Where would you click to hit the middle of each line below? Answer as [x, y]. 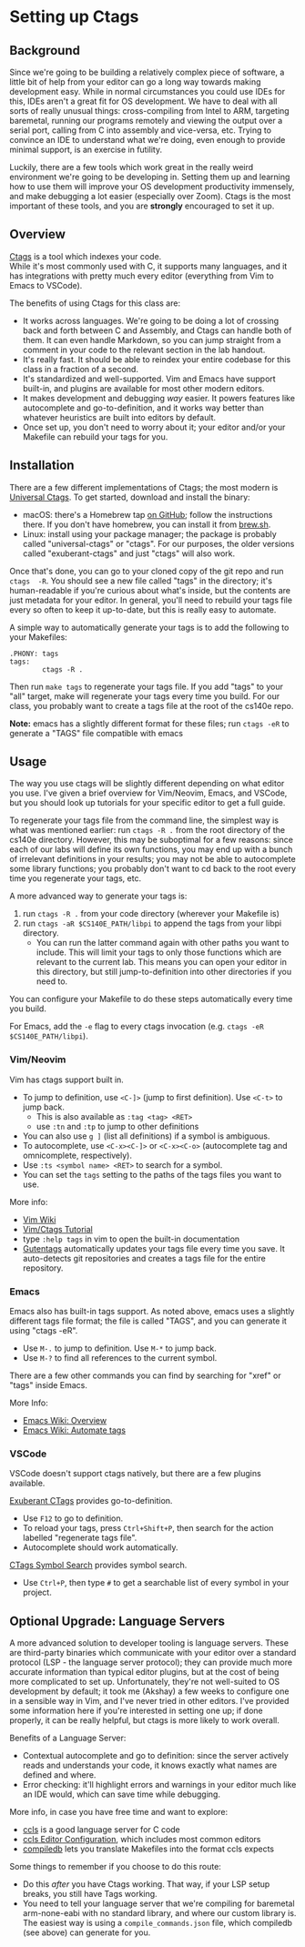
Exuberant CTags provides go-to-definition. [91, 1501]
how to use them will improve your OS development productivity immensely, [152, 187]
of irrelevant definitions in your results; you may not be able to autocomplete [152, 859]
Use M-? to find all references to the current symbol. [120, 1358]
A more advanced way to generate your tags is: [98, 896]
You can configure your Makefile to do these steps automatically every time [151, 999]
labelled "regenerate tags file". [80, 1538]
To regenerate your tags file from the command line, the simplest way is [144, 820]
